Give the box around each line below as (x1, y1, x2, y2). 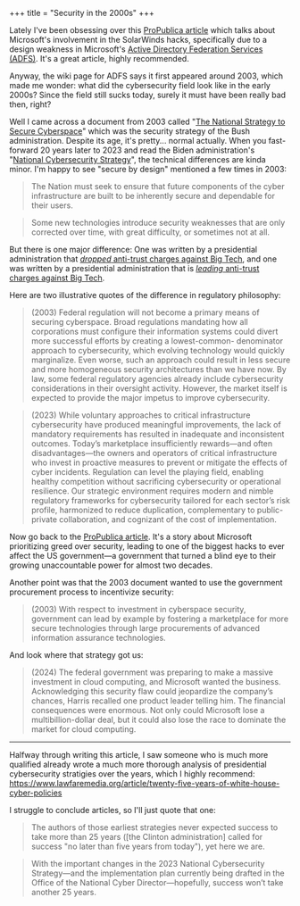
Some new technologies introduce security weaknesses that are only (30, 218, 286, 228)
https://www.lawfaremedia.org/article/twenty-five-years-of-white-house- (9, 778, 280, 788)
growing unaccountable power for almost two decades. (9, 560, 213, 570)
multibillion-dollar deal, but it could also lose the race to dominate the (30, 714, 287, 725)
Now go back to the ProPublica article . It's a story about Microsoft (9, 531, 253, 542)
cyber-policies (9, 787, 62, 798)
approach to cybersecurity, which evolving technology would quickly (30, 345, 286, 355)
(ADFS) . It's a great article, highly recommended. (9, 54, 189, 63)
